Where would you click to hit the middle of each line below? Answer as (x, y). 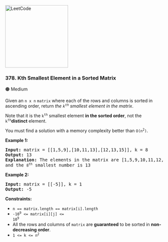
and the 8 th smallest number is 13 (48, 165)
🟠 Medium (17, 89)
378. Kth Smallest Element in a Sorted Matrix (61, 78)
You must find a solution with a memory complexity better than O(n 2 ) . (77, 131)
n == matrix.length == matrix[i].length (55, 209)
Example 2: (17, 175)
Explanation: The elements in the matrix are (62, 160)
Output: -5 (19, 189)
